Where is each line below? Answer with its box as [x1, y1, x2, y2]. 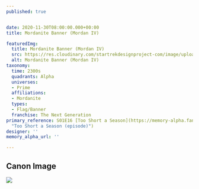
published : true [6, 8, 46, 15]
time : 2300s [11, 68, 41, 74]
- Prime [11, 84, 31, 90]
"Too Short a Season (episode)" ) [11, 123, 94, 129]
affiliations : [11, 90, 46, 96]
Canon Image [6, 161, 56, 171]
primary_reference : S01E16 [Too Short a [6, 118, 108, 123]
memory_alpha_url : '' [6, 134, 60, 140]
